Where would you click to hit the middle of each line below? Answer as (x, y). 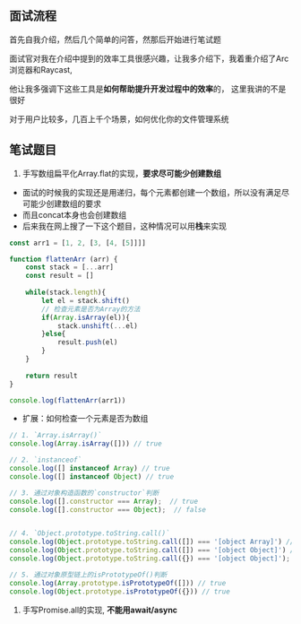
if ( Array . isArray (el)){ (86, 317)
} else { (54, 334)
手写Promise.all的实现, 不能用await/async (99, 610)
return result (52, 376)
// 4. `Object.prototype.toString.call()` (90, 533)
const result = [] (60, 276)
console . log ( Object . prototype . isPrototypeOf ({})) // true (120, 591)
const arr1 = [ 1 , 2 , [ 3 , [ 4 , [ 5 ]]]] (77, 243)
